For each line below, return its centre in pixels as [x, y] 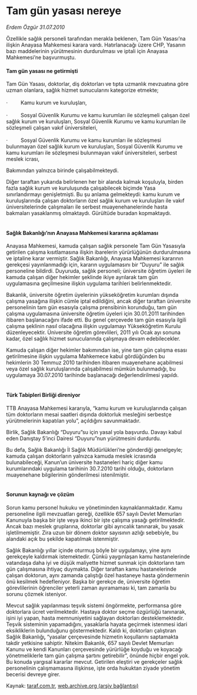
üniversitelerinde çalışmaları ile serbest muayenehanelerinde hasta [87, 207]
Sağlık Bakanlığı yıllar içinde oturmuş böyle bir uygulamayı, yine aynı [89, 550]
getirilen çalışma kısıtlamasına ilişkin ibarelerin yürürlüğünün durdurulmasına [98, 252]
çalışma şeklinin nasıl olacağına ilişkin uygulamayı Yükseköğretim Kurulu [94, 326]
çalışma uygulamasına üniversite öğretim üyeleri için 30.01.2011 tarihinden [96, 314]
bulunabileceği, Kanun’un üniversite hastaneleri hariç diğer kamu [84, 462]
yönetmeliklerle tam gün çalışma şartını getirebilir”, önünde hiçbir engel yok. [98, 656]
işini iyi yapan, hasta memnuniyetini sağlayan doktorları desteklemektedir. [95, 618]
